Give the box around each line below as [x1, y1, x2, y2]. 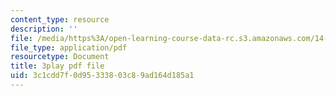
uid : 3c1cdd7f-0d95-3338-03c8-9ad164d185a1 [10, 71, 195, 81]
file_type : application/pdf [10, 42, 128, 53]
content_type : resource [10, 14, 110, 25]
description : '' [10, 24, 78, 34]
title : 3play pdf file [10, 61, 105, 71]
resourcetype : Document [10, 52, 110, 62]
